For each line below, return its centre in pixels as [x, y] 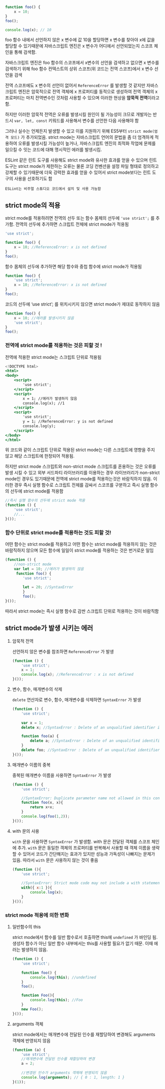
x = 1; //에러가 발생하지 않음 [50, 398]
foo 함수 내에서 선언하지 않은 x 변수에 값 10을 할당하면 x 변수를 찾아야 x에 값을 [80, 40]
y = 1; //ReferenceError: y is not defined [68, 422]
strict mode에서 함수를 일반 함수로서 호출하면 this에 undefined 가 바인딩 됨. [85, 937]
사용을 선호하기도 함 [33, 179]
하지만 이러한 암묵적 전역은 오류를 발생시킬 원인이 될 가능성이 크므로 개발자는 [79, 115]
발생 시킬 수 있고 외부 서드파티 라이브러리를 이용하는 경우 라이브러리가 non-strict [82, 473]
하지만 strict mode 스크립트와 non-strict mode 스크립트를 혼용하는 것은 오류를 [81, 467]
